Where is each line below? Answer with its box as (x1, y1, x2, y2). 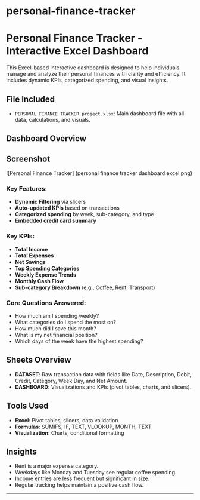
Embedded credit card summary (14, 217, 96, 225)
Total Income (14, 246, 48, 253)
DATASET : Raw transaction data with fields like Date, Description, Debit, (14, 370, 192, 378)
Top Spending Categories (14, 265, 80, 272)
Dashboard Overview (6, 133, 87, 144)
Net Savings (14, 258, 46, 265)
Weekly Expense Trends (14, 271, 76, 278)
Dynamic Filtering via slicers (14, 198, 86, 205)
